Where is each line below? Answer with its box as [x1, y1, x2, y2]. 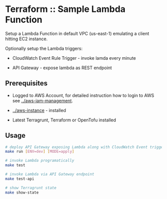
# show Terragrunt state [5, 185, 57, 190]
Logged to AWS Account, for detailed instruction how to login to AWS [12, 92, 155, 98]
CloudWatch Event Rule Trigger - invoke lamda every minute [12, 55, 136, 61]
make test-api [5, 176, 35, 181]
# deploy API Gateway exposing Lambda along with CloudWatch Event [5, 144, 148, 150]
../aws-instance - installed [12, 107, 66, 113]
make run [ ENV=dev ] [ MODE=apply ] [5, 149, 75, 154]
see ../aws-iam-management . [12, 98, 73, 103]
